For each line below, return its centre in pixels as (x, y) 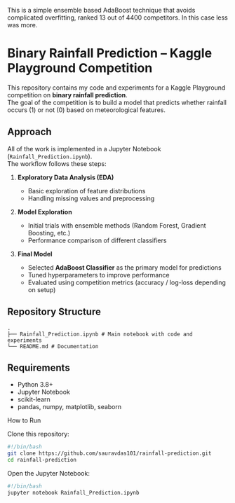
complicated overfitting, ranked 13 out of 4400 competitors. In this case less (117, 18)
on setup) (42, 289)
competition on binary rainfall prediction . (67, 95)
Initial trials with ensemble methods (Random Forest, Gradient (117, 225)
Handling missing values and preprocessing (91, 198)
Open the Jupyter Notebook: (48, 473)
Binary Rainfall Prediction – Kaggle (110, 54)
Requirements (39, 367)
